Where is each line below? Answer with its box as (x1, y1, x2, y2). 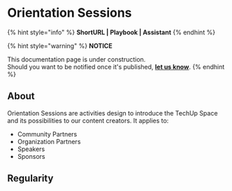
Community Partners (17, 129, 78, 138)
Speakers (17, 145, 45, 153)
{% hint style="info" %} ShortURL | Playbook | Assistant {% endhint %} (7, 28, 215, 36)
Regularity (7, 173, 54, 185)
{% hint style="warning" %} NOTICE (7, 41, 113, 50)
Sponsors (17, 152, 45, 160)
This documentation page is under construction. (7, 55, 146, 64)
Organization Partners (17, 137, 81, 146)
